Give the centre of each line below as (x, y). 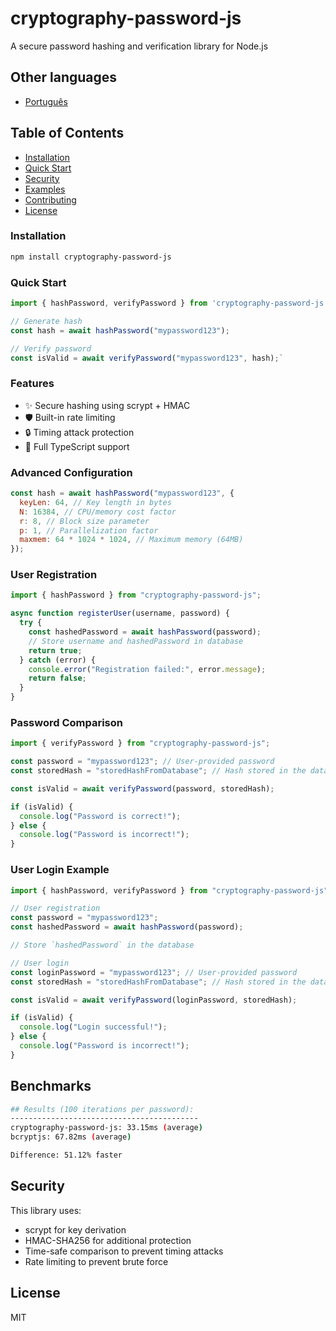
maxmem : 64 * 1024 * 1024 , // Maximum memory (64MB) (131, 540)
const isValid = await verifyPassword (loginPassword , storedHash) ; (154, 1000)
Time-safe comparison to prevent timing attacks (124, 1251)
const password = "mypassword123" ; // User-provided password (142, 762)
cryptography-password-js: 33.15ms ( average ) (106, 1128)
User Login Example (60, 870)
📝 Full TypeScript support (77, 446)
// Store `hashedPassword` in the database (102, 945)
